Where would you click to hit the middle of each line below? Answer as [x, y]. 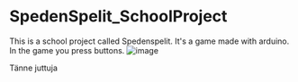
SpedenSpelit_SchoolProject [118, 16]
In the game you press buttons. [67, 50]
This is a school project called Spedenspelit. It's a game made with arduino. [149, 41]
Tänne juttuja [34, 68]
